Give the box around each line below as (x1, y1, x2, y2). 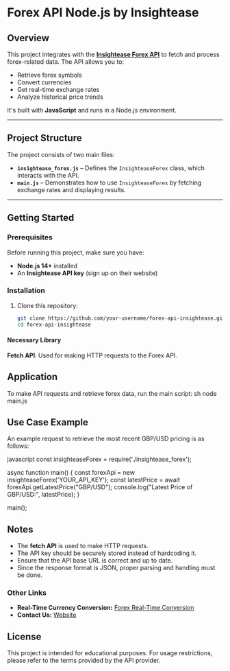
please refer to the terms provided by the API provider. (7, 657, 161, 665)
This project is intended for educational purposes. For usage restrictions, (7, 649, 213, 657)
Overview (7, 32, 50, 44)
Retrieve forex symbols (16, 71, 82, 79)
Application (7, 371, 58, 383)
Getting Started (7, 212, 75, 224)
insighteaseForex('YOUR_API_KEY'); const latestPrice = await (7, 475, 180, 484)
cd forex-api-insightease (16, 321, 91, 328)
